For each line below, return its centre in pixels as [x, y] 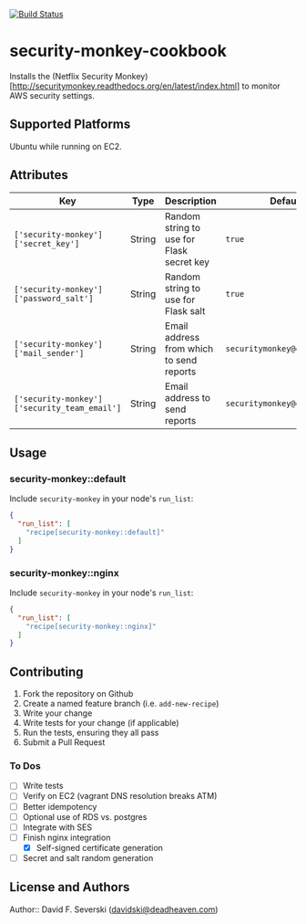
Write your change [57, 713]
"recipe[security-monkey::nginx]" [91, 626]
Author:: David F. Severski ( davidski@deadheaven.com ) [114, 909]
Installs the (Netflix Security [61, 76]
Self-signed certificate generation [100, 847]
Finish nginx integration [66, 837]
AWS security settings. [52, 95]
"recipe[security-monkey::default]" [96, 532]
